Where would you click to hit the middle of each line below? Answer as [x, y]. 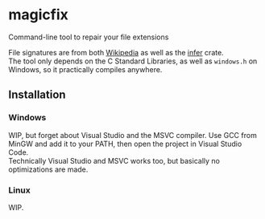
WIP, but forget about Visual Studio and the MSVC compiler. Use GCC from [133, 135]
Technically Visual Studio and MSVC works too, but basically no [114, 160]
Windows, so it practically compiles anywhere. [85, 69]
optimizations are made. [48, 169]
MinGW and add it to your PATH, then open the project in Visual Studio [125, 144]
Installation [37, 95]
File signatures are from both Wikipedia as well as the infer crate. [116, 52]
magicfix [38, 15]
